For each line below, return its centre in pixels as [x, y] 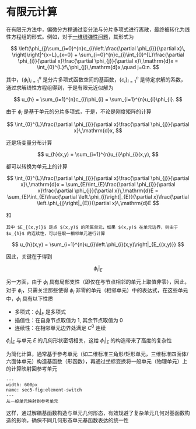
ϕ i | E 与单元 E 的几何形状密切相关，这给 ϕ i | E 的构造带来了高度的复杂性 [89, 341]
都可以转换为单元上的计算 [37, 166]
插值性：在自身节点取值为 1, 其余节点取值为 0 [69, 321]
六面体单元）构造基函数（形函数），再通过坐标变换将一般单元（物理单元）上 [97, 361]
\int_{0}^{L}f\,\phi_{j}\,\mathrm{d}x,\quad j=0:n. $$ [98, 67]
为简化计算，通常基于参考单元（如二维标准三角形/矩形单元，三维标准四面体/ [97, 354]
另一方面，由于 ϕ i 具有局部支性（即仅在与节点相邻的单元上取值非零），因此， [98, 282]
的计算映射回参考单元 [32, 368]
